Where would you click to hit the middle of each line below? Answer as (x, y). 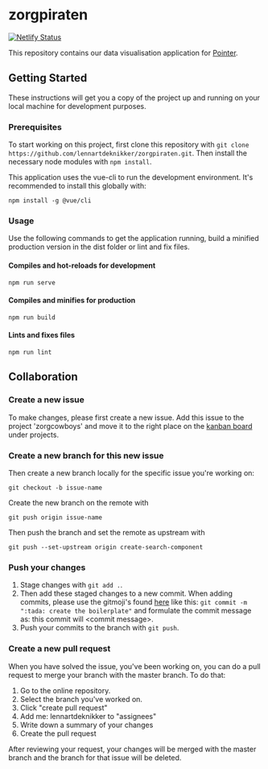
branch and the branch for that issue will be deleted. (95, 757)
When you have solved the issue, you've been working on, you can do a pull (134, 666)
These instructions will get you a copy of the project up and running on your (134, 98)
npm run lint (30, 352)
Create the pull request (58, 733)
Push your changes (47, 567)
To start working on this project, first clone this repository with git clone (129, 145)
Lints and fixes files (41, 335)
